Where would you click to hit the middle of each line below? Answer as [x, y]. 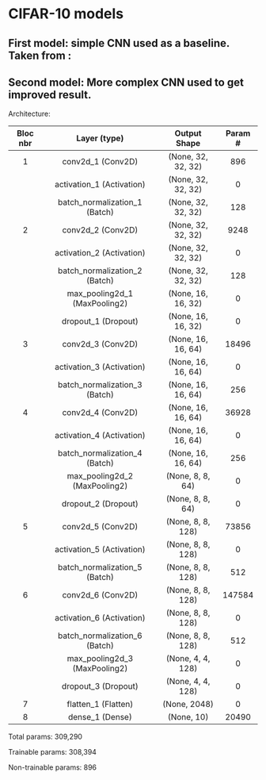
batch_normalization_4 [100, 453]
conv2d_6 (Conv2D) [100, 595]
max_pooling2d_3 [100, 659]
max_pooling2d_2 [100, 476]
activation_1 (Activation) [100, 185]
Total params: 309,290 [46, 737]
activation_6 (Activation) [100, 618]
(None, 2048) [188, 705]
